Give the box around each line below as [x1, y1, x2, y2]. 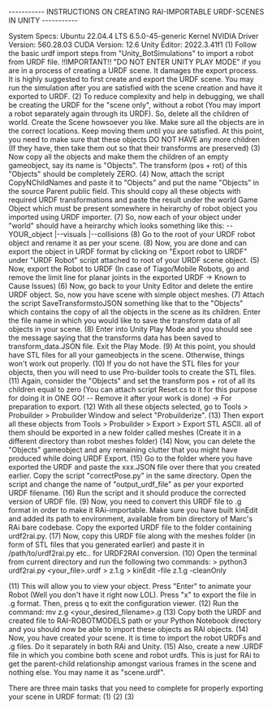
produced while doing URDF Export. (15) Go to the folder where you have [8, 453, 253, 463]
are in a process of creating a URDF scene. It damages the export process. [8, 66, 258, 75]
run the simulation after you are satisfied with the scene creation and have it [8, 83, 262, 92]
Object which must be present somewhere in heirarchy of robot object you [8, 204, 258, 213]
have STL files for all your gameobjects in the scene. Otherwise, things [8, 350, 245, 359]
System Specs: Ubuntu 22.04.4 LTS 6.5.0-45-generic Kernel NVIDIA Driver [8, 32, 259, 41]
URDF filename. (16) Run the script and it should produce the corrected [8, 488, 246, 497]
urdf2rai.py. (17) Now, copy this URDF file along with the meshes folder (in [8, 531, 256, 540]
